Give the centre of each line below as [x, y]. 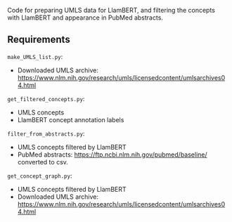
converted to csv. [43, 162]
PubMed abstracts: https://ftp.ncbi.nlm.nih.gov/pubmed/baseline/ [112, 155]
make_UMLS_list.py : [35, 56]
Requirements [39, 40]
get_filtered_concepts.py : [46, 98]
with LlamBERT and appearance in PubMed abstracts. [85, 18]
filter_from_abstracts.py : [46, 133]
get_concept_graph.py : [40, 176]
